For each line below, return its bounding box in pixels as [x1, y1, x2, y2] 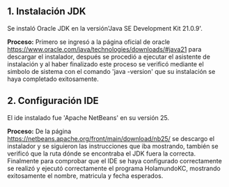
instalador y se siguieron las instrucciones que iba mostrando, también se [7, 142, 219, 150]
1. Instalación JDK [7, 6, 86, 17]
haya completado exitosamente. [7, 75, 100, 83]
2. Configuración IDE [7, 95, 99, 107]
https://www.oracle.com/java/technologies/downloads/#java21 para [7, 45, 202, 53]
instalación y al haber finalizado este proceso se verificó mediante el [7, 59, 204, 68]
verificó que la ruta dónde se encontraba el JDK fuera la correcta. [7, 149, 196, 158]
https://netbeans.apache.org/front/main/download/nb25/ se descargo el [7, 134, 214, 142]
